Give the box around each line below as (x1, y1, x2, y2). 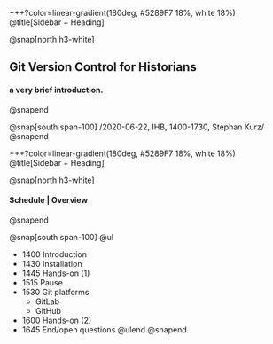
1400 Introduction (21, 248, 87, 260)
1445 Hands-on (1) (21, 268, 90, 278)
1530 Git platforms (21, 286, 90, 297)
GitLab (35, 296, 60, 307)
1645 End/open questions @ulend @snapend (21, 324, 188, 335)
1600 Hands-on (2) (21, 315, 92, 325)
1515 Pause (21, 277, 64, 287)
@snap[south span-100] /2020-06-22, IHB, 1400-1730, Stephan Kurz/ (9, 121, 264, 132)
